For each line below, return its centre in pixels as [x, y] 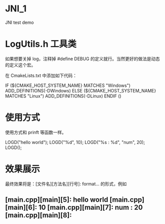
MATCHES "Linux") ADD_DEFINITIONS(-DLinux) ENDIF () [63, 96]
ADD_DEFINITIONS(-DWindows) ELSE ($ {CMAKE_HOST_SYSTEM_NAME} [81, 90]
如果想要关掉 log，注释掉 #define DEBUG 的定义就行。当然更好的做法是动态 [82, 59]
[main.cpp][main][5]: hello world [57, 200]
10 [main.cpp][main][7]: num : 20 [90, 207]
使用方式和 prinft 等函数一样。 [36, 132]
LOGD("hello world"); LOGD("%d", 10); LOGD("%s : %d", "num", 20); [75, 142]
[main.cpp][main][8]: [38, 215]
